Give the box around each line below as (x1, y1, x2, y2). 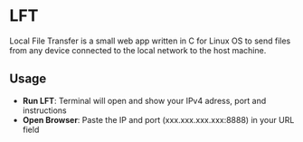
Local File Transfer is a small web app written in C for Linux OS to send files (9, 35, 291, 46)
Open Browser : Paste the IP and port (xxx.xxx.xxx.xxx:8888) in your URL (22, 114, 295, 125)
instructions (22, 105, 68, 116)
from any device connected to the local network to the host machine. (9, 44, 267, 55)
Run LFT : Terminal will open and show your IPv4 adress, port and (22, 95, 267, 106)
